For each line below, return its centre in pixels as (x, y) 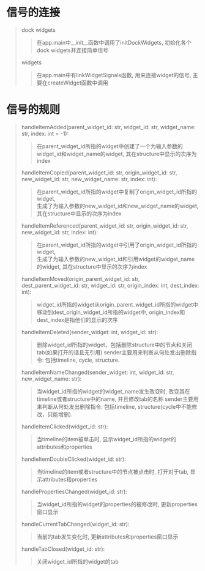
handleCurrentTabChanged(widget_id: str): (75, 524)
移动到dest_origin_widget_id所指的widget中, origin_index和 (111, 312)
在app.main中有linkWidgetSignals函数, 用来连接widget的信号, (114, 75)
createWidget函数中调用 (78, 83)
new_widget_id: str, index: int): (59, 232)
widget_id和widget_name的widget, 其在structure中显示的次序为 (117, 154)
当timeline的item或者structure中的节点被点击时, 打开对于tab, (113, 471)
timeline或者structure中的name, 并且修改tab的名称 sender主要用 (117, 399)
